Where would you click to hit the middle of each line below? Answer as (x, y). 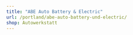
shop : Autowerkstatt (32, 23)
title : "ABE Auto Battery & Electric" (55, 12)
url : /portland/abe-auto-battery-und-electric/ (67, 17)
